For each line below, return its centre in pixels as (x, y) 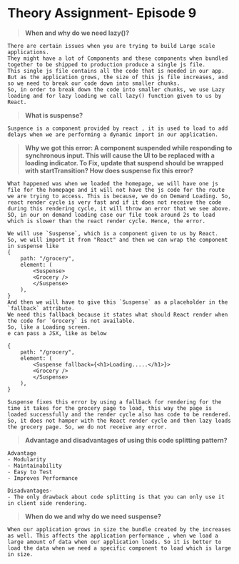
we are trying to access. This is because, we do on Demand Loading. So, (119, 196)
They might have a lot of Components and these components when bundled (118, 58)
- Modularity (27, 459)
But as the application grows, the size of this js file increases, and (118, 77)
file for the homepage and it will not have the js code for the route (116, 190)
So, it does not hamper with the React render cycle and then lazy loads (119, 421)
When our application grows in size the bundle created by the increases (119, 529)
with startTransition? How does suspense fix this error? (109, 170)
